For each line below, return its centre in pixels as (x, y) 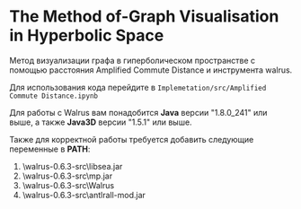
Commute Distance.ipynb (54, 96)
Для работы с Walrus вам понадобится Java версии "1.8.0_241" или (138, 112)
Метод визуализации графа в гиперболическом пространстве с (133, 60)
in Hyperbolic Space (87, 35)
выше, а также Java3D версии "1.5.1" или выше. (101, 122)
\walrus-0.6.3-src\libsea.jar (72, 166)
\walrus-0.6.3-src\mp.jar (67, 176)
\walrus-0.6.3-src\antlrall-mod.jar (84, 195)
